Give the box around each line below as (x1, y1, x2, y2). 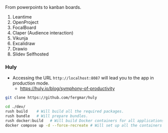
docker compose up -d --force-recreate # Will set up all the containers (5, 122, 162, 128)
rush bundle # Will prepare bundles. (5, 113, 88, 118)
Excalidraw (12, 40, 35, 46)
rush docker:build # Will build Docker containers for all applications (5, 118, 164, 123)
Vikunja (12, 35, 28, 41)
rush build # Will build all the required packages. (5, 109, 124, 114)
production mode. (12, 80, 49, 86)
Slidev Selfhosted (12, 51, 49, 57)
